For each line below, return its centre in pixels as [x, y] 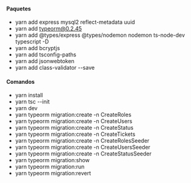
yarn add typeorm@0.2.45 [49, 29]
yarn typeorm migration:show [52, 160]
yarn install [29, 95]
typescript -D [32, 42]
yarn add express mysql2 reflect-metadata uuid [75, 22]
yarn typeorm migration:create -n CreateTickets [75, 134]
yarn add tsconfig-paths [46, 54]
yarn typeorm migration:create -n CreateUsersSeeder [83, 148]
